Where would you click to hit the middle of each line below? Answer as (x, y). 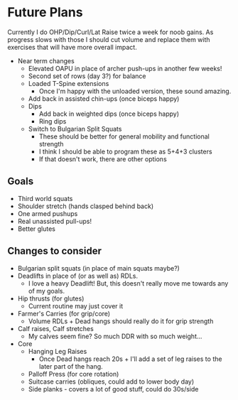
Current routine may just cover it (75, 306)
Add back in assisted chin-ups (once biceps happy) (104, 98)
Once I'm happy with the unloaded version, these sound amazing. (135, 91)
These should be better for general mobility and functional (124, 136)
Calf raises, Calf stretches (55, 328)
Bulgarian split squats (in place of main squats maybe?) (98, 268)
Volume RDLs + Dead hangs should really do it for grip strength (121, 321)
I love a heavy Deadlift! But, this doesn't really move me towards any (128, 283)
